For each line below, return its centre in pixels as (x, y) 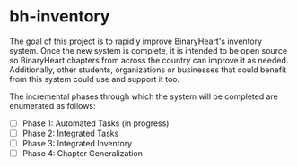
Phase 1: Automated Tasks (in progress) (96, 123)
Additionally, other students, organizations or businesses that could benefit (148, 70)
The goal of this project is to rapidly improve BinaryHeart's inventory (136, 41)
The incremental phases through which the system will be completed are (144, 96)
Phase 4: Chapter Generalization (83, 154)
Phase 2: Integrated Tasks (70, 133)
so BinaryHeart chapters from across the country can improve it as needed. (149, 60)
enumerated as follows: (52, 105)
